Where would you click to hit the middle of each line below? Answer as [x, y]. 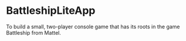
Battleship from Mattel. [34, 32]
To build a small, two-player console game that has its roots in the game [93, 27]
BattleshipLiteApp [51, 11]
